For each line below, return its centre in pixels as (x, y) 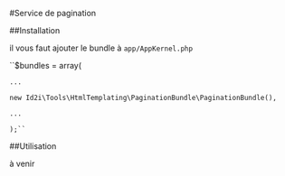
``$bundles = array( (46, 65)
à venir (22, 163)
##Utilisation (33, 146)
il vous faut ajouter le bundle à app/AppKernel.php (101, 48)
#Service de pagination (53, 13)
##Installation (35, 30)
